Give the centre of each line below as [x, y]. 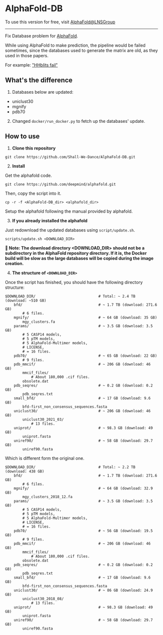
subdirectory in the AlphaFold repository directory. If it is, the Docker [76, 253]
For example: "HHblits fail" [32, 65]
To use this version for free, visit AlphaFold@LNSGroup [60, 22]
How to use [22, 136]
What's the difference [39, 80]
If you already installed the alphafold [50, 220]
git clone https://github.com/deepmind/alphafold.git [61, 184]
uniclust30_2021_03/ [43, 419]
